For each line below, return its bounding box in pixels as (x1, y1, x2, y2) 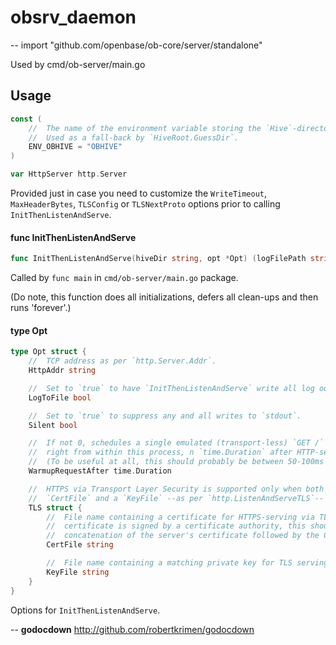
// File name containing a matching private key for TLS (46, 558, 293, 568)
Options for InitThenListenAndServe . (10, 604, 161, 616)
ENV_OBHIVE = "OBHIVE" (28, 142, 123, 152)
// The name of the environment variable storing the (28, 123, 262, 133)
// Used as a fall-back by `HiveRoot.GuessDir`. (28, 132, 240, 143)
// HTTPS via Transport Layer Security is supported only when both (28, 484, 325, 494)
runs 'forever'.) (10, 302, 72, 314)
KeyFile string (46, 567, 110, 577)
